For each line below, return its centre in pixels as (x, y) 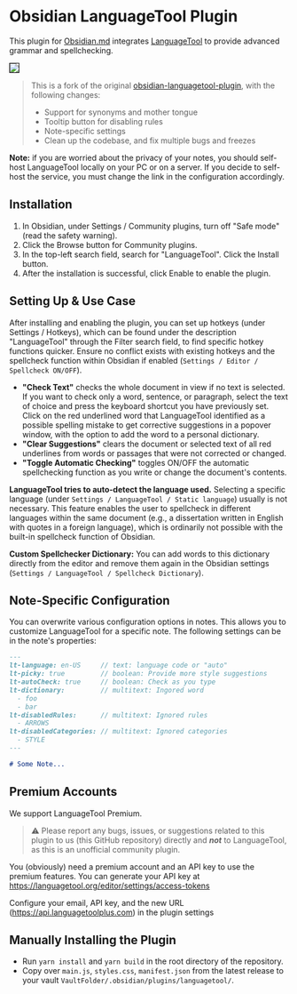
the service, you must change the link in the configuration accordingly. (156, 176)
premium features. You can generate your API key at (105, 876)
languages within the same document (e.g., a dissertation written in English (146, 517)
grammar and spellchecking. (61, 50)
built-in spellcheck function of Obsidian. (82, 536)
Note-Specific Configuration (90, 601)
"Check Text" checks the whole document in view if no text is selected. (153, 387)
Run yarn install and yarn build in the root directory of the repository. (152, 961)
